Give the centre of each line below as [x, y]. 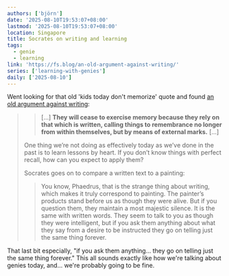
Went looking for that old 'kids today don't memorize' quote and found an [111, 97]
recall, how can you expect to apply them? [84, 160]
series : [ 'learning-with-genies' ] [57, 71]
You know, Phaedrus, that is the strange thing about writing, [125, 187]
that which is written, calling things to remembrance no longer [132, 125]
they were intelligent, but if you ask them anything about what [128, 223]
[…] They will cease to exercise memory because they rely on [130, 117]
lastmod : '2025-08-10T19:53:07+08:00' [62, 26]
